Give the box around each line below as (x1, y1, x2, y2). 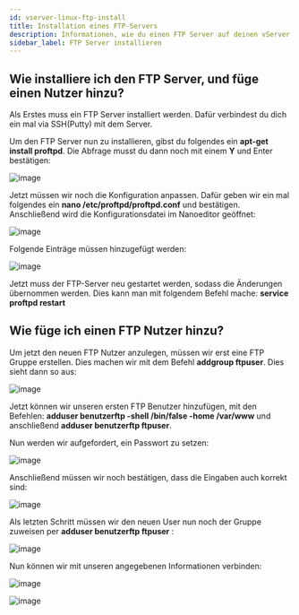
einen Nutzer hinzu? (9, 85, 124, 100)
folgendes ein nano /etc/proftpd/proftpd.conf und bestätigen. (9, 199, 241, 211)
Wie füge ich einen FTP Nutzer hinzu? (9, 324, 225, 339)
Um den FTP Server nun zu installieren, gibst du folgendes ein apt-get (9, 136, 269, 147)
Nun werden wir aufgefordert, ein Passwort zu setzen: (9, 437, 209, 448)
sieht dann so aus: (9, 366, 77, 377)
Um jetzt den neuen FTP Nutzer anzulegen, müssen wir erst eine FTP (9, 347, 265, 358)
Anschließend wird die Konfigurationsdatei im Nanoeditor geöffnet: (9, 209, 256, 220)
